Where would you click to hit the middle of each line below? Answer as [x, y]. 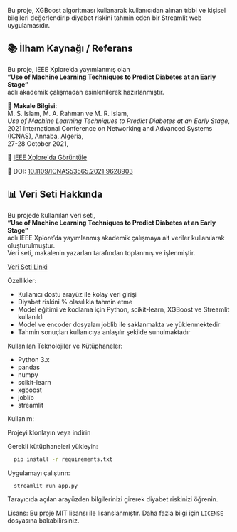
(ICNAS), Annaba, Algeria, [46, 136]
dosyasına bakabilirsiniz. [43, 521]
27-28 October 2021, [38, 143]
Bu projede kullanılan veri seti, [52, 215]
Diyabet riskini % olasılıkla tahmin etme [75, 302]
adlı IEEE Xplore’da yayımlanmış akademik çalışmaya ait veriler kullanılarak [116, 238]
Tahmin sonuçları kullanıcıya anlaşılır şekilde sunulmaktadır [104, 332]
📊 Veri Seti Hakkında [55, 195]
